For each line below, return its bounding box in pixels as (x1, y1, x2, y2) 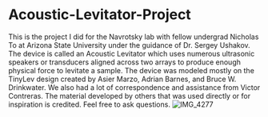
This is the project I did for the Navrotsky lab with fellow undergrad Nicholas (8, 32, 259, 41)
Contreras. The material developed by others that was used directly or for (8, 91, 250, 100)
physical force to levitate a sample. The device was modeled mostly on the (8, 65, 254, 75)
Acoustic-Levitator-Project (8, 6, 192, 24)
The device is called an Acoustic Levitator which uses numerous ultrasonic (8, 49, 255, 58)
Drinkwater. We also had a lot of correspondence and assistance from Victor (8, 82, 261, 92)
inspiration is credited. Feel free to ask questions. (8, 99, 170, 109)
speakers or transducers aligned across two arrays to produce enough (8, 57, 242, 67)
